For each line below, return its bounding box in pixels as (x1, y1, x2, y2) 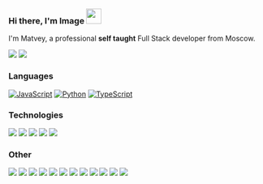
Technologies (8, 109, 63, 121)
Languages (8, 71, 54, 82)
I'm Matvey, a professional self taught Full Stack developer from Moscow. (8, 33, 256, 44)
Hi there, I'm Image (8, 15, 85, 26)
